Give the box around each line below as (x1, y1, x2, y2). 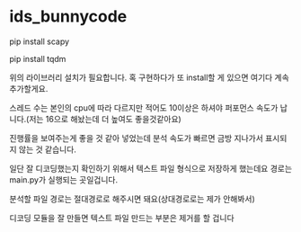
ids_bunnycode (9, 6, 128, 27)
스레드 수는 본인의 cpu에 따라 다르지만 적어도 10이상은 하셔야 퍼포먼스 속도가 (9, 102, 279, 113)
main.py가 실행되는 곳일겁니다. (9, 174, 119, 185)
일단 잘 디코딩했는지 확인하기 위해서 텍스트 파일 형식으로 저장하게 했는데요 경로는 (9, 163, 293, 174)
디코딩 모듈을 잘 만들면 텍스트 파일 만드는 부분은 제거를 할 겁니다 (9, 212, 235, 223)
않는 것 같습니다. (18, 144, 76, 155)
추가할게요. (9, 83, 49, 94)
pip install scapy (9, 36, 70, 47)
